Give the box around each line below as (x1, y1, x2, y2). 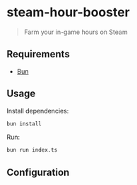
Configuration (6, 166, 70, 178)
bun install (6, 120, 42, 128)
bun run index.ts (6, 147, 58, 154)
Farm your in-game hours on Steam (23, 28, 128, 36)
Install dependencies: (6, 106, 69, 115)
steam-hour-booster (6, 4, 130, 21)
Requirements (6, 48, 70, 60)
